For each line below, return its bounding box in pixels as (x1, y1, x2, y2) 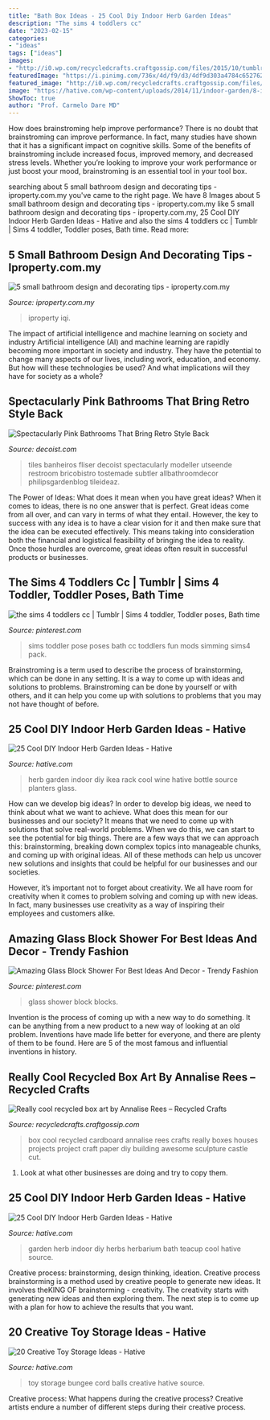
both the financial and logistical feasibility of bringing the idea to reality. (8, 535, 245, 545)
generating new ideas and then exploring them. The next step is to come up (8, 1293, 260, 1303)
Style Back (8, 407, 63, 421)
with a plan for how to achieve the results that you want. (8, 1302, 194, 1311)
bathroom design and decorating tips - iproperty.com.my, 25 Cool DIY (8, 208, 239, 217)
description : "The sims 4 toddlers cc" (8, 19, 142, 27)
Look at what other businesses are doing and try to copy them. (19, 1168, 228, 1177)
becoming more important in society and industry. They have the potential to (8, 345, 262, 355)
